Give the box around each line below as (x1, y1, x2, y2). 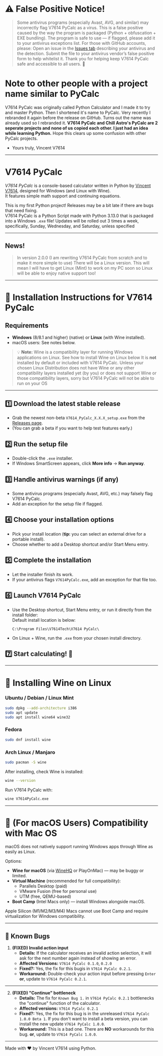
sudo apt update (5, 710, 38, 715)
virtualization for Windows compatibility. (5, 913, 85, 919)
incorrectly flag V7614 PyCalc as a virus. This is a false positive (16, 24, 144, 30)
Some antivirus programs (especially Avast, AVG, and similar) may (16, 19, 149, 25)
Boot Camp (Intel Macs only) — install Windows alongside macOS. (12, 899, 146, 905)
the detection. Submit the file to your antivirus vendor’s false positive (16, 50, 154, 56)
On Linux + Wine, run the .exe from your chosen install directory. (12, 635, 142, 641)
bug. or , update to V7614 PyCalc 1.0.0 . (19, 1031, 97, 1037)
